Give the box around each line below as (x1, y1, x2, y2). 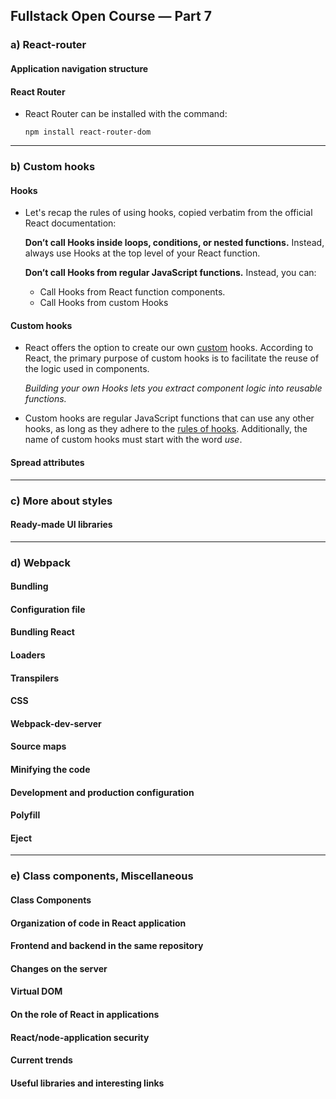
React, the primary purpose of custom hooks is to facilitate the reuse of (24, 352, 320, 364)
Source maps (10, 740, 67, 753)
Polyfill (10, 809, 41, 821)
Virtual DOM (10, 985, 63, 998)
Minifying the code (10, 764, 91, 776)
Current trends (10, 1054, 73, 1066)
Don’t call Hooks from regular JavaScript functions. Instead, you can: (24, 267, 317, 279)
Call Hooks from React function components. (39, 286, 226, 298)
